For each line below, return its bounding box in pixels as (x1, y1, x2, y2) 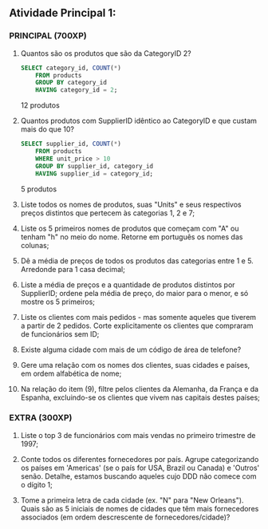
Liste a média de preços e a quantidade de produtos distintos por (20, 279, 235, 290)
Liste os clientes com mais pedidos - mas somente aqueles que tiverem (20, 312, 257, 322)
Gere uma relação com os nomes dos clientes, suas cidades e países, (20, 360, 250, 369)
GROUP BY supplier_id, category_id (35, 162, 154, 170)
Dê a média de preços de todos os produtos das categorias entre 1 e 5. (20, 255, 254, 266)
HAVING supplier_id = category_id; (35, 169, 154, 178)
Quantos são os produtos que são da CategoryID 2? (20, 48, 191, 58)
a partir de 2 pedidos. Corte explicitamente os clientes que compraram (20, 321, 254, 330)
